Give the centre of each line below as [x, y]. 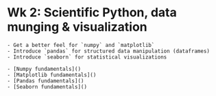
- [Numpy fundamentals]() [44, 69]
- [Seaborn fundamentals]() [47, 86]
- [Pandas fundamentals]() [46, 81]
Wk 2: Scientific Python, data [92, 13]
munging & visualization [77, 27]
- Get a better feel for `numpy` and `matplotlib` [81, 45]
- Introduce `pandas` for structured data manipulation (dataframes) [109, 51]
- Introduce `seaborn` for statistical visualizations [87, 57]
